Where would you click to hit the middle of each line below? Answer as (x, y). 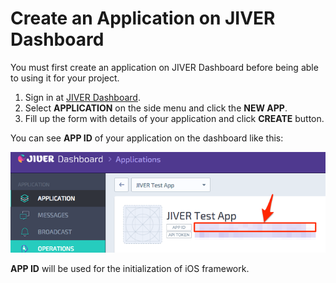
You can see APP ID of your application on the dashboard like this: (147, 138)
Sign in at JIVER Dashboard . (82, 97)
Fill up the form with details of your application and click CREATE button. (174, 118)
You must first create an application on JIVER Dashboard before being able (164, 67)
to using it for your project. (65, 78)
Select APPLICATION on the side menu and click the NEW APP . (156, 108)
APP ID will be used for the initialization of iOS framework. (130, 268)
